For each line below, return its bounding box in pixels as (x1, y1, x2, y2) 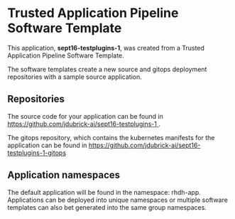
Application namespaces (7, 169, 121, 181)
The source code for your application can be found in (7, 112, 163, 120)
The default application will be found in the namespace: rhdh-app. (7, 188, 201, 196)
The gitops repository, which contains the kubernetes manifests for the (7, 133, 215, 141)
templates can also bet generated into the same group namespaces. (7, 203, 207, 211)
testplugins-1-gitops (7, 148, 66, 157)
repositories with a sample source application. (7, 73, 142, 81)
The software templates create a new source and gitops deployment (7, 65, 207, 73)
